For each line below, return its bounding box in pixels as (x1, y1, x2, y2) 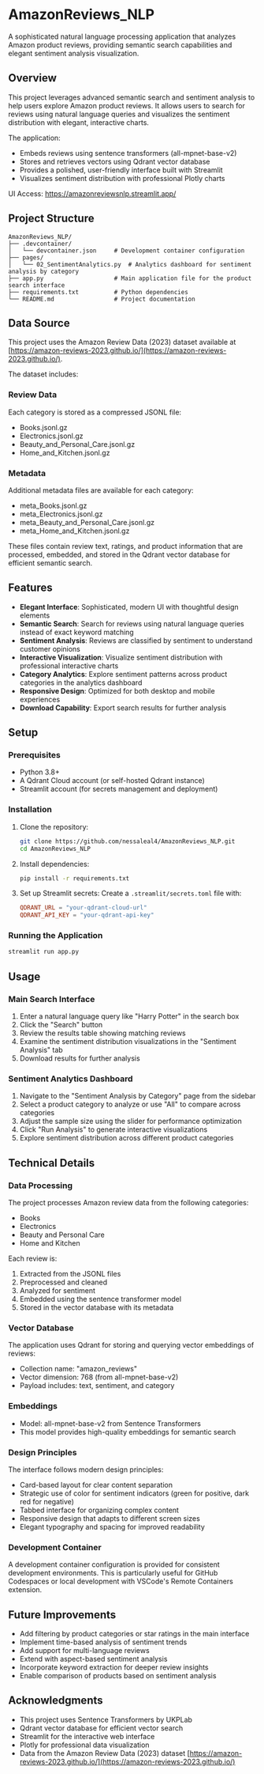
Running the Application (8, 930, 103, 941)
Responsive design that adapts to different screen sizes (19, 1513, 201, 1523)
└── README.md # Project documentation (8, 295, 195, 303)
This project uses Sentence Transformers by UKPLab (19, 1715, 193, 1724)
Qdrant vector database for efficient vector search (19, 1723, 184, 1733)
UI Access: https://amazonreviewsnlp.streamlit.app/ (8, 188, 177, 199)
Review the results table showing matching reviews (19, 1028, 187, 1038)
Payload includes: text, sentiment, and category (19, 1381, 175, 1390)
